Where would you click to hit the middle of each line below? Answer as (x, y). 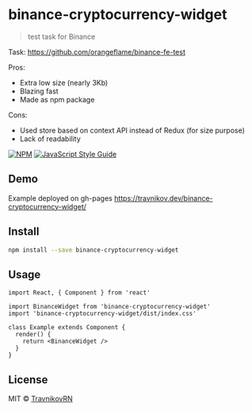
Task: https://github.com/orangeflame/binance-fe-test (97, 52)
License (28, 380)
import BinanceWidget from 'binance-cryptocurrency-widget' (110, 307)
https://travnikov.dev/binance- (163, 198)
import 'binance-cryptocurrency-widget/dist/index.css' (102, 314)
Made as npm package (57, 99)
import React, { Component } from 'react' (79, 293)
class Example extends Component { (67, 328)
